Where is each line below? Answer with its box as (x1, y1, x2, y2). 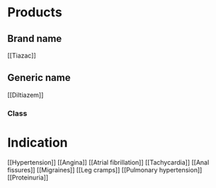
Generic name (7, 72, 71, 84)
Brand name (7, 33, 62, 45)
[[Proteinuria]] (7, 173, 49, 182)
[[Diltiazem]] (7, 90, 44, 99)
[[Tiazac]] (7, 51, 37, 60)
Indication (7, 134, 68, 150)
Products (7, 4, 62, 21)
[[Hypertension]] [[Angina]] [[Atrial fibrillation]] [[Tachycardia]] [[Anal (7, 157, 210, 167)
